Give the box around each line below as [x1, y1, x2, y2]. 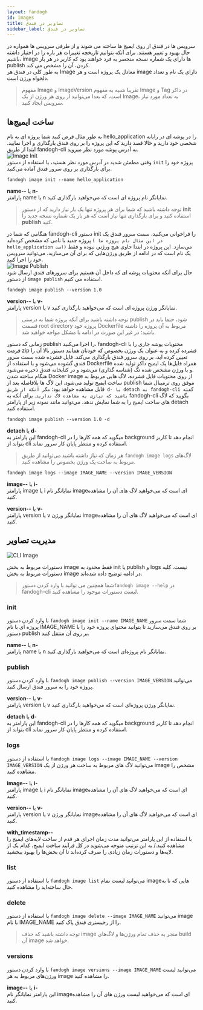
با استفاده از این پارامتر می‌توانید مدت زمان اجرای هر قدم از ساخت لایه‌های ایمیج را [7, 835, 192, 842]
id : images [7, 15, 34, 21]
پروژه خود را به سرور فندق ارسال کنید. [7, 683, 94, 691]
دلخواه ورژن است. [7, 75, 49, 82]
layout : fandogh [7, 8, 48, 15]
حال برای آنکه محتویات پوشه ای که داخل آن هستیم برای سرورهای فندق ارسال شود [7, 269, 193, 276]
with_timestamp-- [7, 828, 54, 836]
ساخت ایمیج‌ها [7, 116, 54, 127]
